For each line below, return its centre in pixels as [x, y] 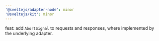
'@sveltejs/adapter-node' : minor [40, 10]
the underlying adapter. [29, 33]
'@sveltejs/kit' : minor [30, 14]
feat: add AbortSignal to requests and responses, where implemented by [80, 28]
